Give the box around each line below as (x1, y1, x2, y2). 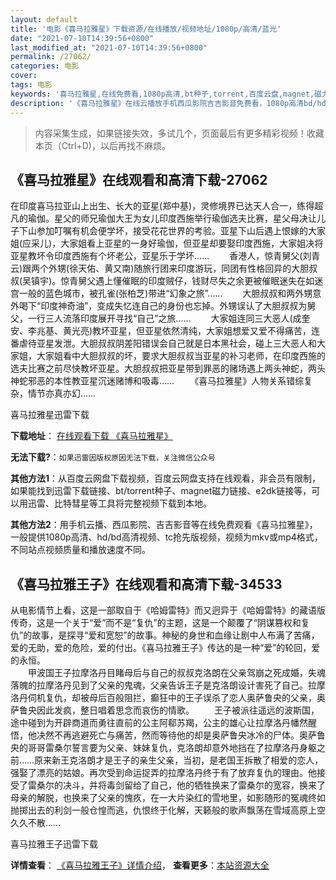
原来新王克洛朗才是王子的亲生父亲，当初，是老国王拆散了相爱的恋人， (34, 754, 324, 766)
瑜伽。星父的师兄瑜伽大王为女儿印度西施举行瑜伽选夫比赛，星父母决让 (27, 212, 317, 225)
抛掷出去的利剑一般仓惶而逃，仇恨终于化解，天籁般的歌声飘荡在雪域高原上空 (10, 804, 326, 816)
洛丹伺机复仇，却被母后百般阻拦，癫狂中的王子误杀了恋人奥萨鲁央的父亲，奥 (10, 692, 326, 704)
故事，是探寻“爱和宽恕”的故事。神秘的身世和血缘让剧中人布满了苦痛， (31, 629, 320, 641)
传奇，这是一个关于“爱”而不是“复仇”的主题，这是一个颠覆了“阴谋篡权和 (10, 617, 302, 629)
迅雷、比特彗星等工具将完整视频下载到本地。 (27, 497, 212, 510)
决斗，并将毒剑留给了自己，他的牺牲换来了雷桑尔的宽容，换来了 (62, 779, 326, 791)
